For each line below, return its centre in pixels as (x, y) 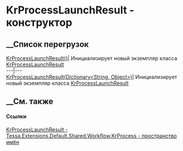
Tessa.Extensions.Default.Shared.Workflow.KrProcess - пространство (91, 136)
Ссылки (16, 116)
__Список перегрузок (48, 44)
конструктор (39, 23)
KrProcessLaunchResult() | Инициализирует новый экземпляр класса (92, 58)
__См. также (30, 102)
